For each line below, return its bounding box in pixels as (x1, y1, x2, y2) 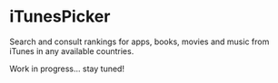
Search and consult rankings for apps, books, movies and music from (9, 36, 270, 47)
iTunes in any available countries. (9, 45, 134, 56)
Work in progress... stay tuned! (9, 63, 125, 74)
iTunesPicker (9, 6, 111, 27)
